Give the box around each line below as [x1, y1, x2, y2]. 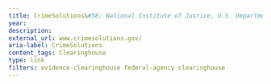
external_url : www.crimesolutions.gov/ [8, 34, 143, 42]
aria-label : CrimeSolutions [8, 42, 103, 50]
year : [8, 19, 27, 27]
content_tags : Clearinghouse [8, 49, 106, 57]
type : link [8, 57, 45, 65]
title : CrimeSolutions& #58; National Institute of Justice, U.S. [8, 11, 232, 20]
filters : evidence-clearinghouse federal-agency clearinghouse [8, 64, 226, 72]
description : [8, 26, 52, 34]
